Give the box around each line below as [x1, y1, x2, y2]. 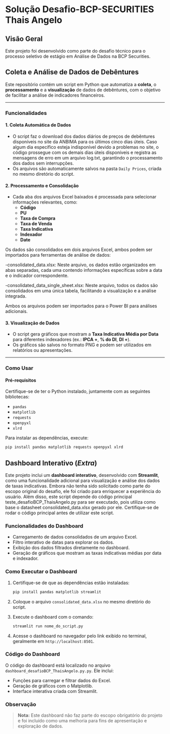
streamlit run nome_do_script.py [12, 624, 83, 629]
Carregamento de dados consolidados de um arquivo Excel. [12, 534, 138, 540]
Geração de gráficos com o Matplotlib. [12, 682, 93, 689]
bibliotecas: [5, 394, 29, 400]
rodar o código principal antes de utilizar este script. [5, 510, 114, 516]
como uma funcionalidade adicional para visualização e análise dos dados [5, 477, 160, 484]
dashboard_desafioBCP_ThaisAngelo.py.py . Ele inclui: [5, 667, 114, 674]
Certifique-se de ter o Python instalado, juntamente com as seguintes [5, 388, 150, 394]
